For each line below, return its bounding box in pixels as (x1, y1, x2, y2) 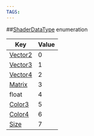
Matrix (9, 80, 28, 88)
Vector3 (9, 60, 32, 69)
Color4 (9, 110, 29, 118)
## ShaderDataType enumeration (6, 26, 88, 33)
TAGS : (6, 9, 20, 15)
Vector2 (9, 50, 32, 59)
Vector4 (9, 70, 32, 79)
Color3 (9, 100, 29, 109)
